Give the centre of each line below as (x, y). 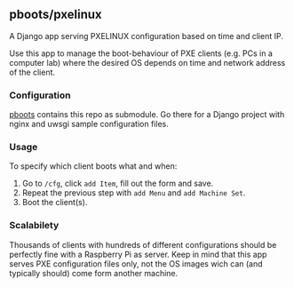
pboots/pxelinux (56, 15)
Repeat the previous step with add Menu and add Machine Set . (134, 193)
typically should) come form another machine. (94, 273)
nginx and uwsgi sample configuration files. (89, 124)
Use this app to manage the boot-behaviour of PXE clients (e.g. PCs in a (141, 53)
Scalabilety (34, 226)
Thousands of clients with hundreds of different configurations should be (143, 244)
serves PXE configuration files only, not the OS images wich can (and (136, 263)
